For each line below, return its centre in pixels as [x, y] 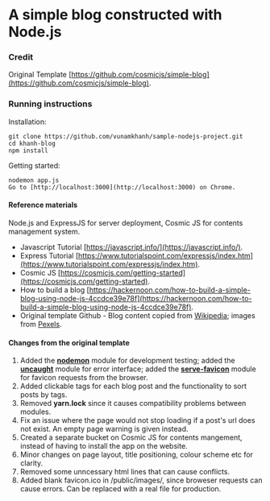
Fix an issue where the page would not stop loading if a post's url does [137, 420]
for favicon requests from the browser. [84, 378]
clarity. [31, 463]
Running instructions [50, 104]
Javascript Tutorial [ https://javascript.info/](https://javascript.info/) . [131, 246]
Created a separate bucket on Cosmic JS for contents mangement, [131, 437]
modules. [35, 412]
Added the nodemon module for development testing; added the [127, 361]
